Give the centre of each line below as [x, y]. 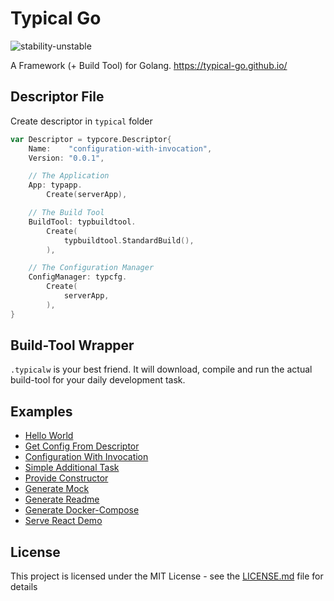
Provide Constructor [66, 478]
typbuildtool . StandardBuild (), [129, 240]
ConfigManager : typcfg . [78, 277]
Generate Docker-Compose [82, 510]
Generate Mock [57, 489]
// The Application [69, 176]
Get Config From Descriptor [82, 446]
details [24, 587]
